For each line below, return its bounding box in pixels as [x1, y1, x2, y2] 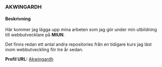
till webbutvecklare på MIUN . [5, 32, 65, 38]
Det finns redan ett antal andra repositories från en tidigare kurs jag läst [5, 41, 152, 47]
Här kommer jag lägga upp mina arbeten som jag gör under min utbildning [5, 27, 157, 33]
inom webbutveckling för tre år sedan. [5, 47, 84, 53]
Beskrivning [5, 16, 31, 22]
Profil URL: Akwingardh [5, 56, 54, 62]
